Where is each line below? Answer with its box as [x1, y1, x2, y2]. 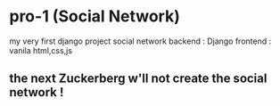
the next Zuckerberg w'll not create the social [9, 71, 268, 86]
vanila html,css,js [9, 45, 73, 55]
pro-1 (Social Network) [9, 6, 181, 27]
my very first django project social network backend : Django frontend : [9, 36, 272, 46]
